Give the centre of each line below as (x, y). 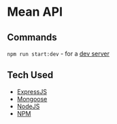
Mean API (35, 12)
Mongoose (32, 99)
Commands (32, 37)
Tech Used (30, 75)
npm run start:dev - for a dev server (58, 53)
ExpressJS (32, 91)
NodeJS (28, 106)
